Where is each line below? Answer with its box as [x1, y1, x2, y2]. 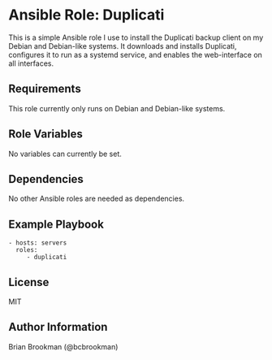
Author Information [8, 320, 108, 334]
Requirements [8, 82, 81, 96]
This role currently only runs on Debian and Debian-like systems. [8, 103, 226, 113]
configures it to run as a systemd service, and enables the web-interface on [8, 50, 262, 59]
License [8, 275, 50, 289]
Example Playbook [8, 217, 104, 231]
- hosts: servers [8, 239, 67, 247]
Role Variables [8, 128, 83, 141]
